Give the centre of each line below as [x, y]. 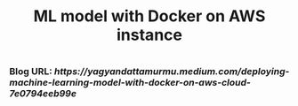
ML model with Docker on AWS [149, 16]
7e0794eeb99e [43, 94]
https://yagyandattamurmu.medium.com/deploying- [172, 72]
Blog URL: [31, 72]
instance [149, 35]
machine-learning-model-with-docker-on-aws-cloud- [130, 83]
